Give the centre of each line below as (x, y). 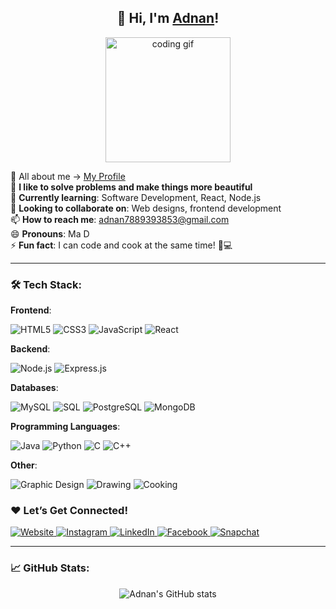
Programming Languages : (65, 427)
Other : (24, 465)
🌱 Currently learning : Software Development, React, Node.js (136, 197)
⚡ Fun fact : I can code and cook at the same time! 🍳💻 (121, 245)
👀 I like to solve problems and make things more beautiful (131, 187)
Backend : (30, 349)
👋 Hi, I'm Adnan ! (168, 18)
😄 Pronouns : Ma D (50, 233)
